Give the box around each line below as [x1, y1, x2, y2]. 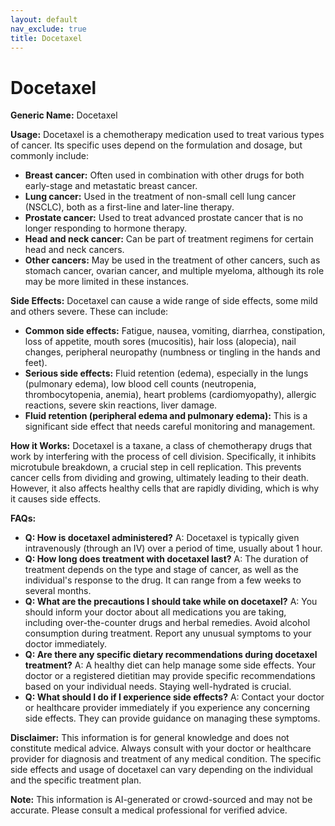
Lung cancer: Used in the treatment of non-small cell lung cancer [24, 191, 297, 203]
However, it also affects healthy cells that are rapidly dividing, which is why [10, 482, 320, 495]
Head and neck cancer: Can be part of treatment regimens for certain [24, 233, 314, 245]
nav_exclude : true [10, 24, 87, 34]
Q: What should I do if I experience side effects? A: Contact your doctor [24, 691, 325, 703]
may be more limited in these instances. [24, 276, 190, 288]
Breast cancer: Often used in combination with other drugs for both [24, 169, 305, 181]
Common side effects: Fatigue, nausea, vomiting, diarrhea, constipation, [24, 325, 326, 337]
